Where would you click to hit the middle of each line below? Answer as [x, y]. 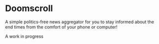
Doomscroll [29, 8]
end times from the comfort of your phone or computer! [61, 27]
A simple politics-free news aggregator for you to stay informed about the [80, 22]
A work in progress [24, 36]
